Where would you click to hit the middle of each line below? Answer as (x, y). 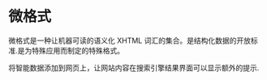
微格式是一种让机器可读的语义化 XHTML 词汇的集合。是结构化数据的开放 (130, 40)
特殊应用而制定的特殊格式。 (78, 50)
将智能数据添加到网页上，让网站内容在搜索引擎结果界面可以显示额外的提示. (134, 67)
